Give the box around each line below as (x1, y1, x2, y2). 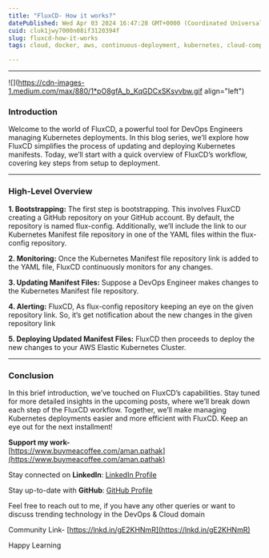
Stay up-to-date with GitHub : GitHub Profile (8, 485, 153, 496)
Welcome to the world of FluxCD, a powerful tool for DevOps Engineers (8, 125, 243, 134)
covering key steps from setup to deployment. (8, 158, 160, 168)
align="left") (203, 86, 245, 96)
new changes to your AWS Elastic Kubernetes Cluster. (8, 342, 187, 352)
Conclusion (8, 369, 54, 381)
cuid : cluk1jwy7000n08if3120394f (8, 26, 120, 34)
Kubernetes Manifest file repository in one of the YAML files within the (8, 229, 240, 239)
